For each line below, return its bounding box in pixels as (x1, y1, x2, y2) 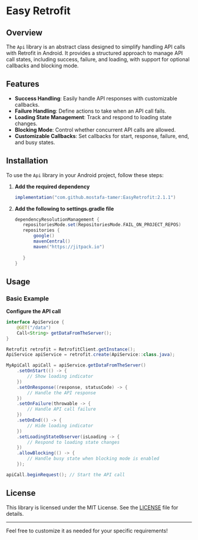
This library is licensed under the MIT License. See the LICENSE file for (6, 503, 179, 511)
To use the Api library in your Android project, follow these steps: (6, 171, 164, 178)
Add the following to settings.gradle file (14, 205, 114, 212)
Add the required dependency (14, 183, 90, 190)
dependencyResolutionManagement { (14, 217, 100, 222)
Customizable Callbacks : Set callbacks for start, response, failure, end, (14, 132, 190, 139)
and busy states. (14, 139, 55, 146)
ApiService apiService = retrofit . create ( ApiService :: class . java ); (6, 352, 176, 358)
